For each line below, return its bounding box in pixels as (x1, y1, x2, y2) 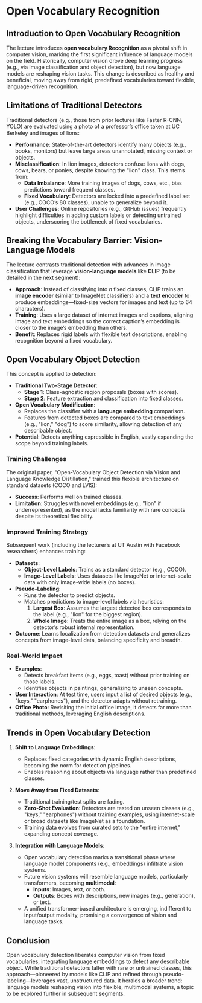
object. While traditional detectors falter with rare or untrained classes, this (6, 964, 192, 971)
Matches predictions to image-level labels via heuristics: (24, 598, 164, 605)
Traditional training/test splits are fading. (24, 798, 125, 805)
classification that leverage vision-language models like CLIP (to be (6, 267, 176, 274)
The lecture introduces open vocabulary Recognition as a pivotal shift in (6, 44, 188, 51)
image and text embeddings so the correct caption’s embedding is (14, 317, 180, 324)
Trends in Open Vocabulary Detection (6, 727, 151, 738)
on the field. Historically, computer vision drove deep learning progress (6, 57, 183, 64)
